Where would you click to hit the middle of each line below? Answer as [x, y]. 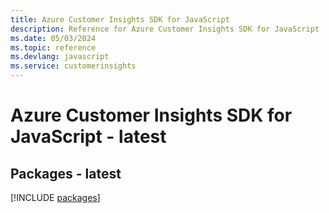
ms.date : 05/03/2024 [53, 38]
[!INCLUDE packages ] [55, 197]
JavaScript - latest [88, 137]
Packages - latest [66, 173]
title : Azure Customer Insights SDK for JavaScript [120, 19]
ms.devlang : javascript [60, 57]
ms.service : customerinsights [73, 66]
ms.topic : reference [53, 47]
